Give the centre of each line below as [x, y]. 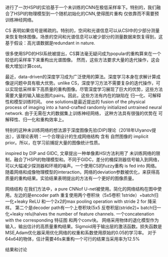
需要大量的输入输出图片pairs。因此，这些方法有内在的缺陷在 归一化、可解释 [83, 95]
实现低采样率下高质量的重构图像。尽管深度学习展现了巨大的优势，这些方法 [86, 89]
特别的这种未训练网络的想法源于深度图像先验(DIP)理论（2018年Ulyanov [78, 130]
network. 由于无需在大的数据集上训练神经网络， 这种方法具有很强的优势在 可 [84, 113]
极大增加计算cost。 [25, 66]
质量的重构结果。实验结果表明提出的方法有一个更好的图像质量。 [71, 178]
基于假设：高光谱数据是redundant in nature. [50, 43]
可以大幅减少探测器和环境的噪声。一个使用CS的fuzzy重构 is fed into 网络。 [82, 166]
